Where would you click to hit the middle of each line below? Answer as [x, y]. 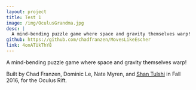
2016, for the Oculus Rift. [37, 80]
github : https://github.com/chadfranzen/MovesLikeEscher [79, 40]
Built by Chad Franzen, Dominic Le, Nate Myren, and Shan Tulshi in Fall [94, 74]
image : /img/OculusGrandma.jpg [45, 23]
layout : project [26, 12]
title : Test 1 [24, 17]
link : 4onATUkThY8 [29, 46]
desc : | [16, 28]
